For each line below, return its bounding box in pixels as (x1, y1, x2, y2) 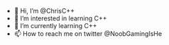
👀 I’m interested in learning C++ (13, 14, 108, 22)
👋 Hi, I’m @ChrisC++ (13, 7, 75, 15)
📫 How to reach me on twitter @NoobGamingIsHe (13, 30, 162, 38)
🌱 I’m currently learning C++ (13, 22, 97, 30)
